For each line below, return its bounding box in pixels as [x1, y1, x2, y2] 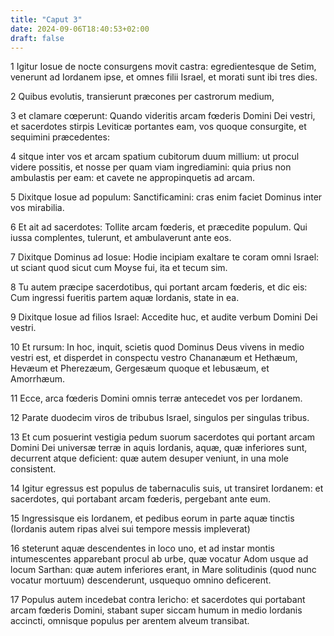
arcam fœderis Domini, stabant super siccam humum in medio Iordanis [10, 604, 303, 616]
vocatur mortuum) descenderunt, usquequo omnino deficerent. [10, 574, 272, 586]
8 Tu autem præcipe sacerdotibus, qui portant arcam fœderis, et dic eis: [10, 281, 308, 293]
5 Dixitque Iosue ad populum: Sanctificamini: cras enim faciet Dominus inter [10, 191, 323, 203]
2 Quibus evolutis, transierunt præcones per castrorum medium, [10, 91, 275, 103]
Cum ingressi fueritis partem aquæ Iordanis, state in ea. [10, 292, 240, 304]
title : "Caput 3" [10, 14, 83, 25]
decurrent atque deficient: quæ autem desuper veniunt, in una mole [10, 452, 290, 465]
